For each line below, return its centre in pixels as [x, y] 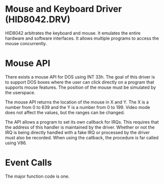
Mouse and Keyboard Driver [63, 9]
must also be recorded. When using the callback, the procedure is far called [82, 137]
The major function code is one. [37, 176]
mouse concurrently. [26, 43]
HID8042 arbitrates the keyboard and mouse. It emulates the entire [73, 33]
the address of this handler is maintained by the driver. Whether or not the [80, 127]
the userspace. [20, 92]
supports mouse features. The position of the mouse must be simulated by [81, 87]
